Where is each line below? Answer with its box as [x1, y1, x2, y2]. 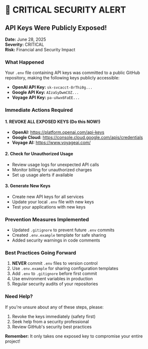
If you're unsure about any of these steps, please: [5, 304, 104, 310]
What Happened [5, 59, 44, 65]
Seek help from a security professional [12, 319, 89, 324]
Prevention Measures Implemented [5, 216, 89, 223]
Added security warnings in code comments [12, 237, 100, 243]
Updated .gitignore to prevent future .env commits [12, 227, 115, 233]
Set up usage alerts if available [12, 172, 73, 178]
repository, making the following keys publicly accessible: [5, 75, 120, 81]
